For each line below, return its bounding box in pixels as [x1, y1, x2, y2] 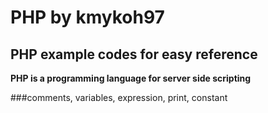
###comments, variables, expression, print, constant [10, 92, 228, 103]
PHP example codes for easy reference [10, 46, 258, 63]
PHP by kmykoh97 [10, 6, 165, 29]
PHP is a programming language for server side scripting [10, 72, 252, 84]
